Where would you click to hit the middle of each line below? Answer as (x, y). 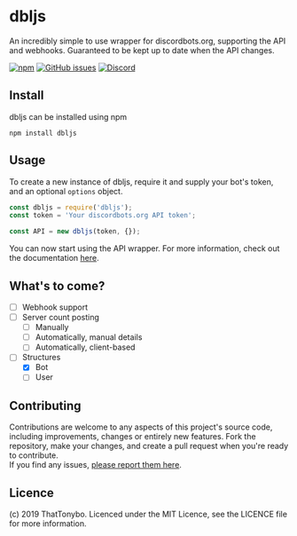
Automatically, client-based (85, 347)
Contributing (45, 406)
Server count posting (61, 318)
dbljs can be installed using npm (68, 116)
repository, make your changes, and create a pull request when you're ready (149, 446)
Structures (41, 358)
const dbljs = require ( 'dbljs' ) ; (71, 207)
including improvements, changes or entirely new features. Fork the (133, 437)
